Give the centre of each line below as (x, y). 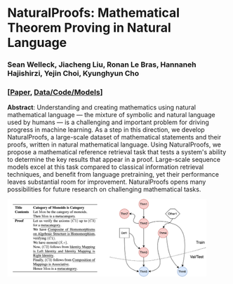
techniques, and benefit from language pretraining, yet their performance (113, 175)
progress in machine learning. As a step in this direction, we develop (106, 130)
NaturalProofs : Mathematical (94, 13)
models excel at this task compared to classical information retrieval (106, 167)
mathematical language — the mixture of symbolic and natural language (111, 115)
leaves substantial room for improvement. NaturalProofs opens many (107, 182)
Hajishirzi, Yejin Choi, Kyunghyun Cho (73, 74)
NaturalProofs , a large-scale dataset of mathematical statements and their (114, 137)
